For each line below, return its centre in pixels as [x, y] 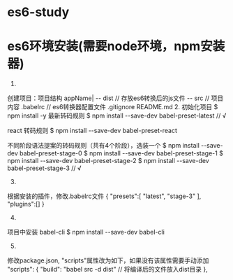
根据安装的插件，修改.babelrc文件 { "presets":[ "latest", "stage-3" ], [104, 196]
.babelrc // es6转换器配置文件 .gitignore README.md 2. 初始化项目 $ [119, 107]
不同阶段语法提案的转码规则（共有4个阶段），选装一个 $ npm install [104, 146]
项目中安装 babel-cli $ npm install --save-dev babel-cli [86, 232]
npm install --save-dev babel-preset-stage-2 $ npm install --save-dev [108, 161]
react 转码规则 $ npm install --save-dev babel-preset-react [92, 131]
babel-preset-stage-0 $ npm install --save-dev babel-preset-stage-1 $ [121, 153]
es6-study [38, 12]
